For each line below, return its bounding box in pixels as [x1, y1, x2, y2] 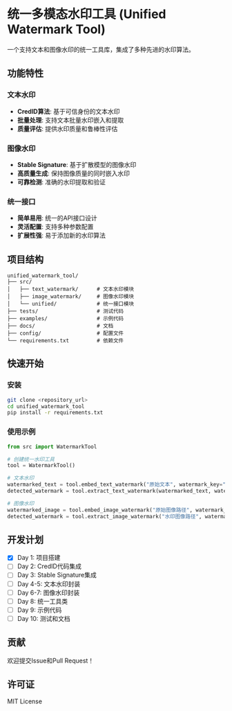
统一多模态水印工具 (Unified [7, 6, 166, 22]
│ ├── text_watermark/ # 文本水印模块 [7, 286, 135, 293]
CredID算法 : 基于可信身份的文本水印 [17, 107, 120, 115]
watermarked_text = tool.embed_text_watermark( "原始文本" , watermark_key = [7, 481, 223, 489]
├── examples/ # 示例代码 [7, 315, 124, 322]
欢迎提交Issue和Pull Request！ [7, 656, 95, 665]
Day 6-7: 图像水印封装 [17, 588, 80, 597]
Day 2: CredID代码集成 [17, 562, 81, 570]
